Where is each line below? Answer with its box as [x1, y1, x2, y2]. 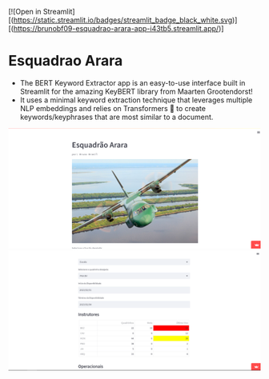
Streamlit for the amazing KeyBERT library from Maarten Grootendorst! [19, 86, 254, 96]
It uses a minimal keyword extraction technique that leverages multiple [19, 95, 253, 105]
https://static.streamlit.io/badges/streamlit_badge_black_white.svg [13, 15, 233, 25]
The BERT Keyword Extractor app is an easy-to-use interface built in [19, 78, 246, 87]
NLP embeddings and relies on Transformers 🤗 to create [19, 103, 207, 113]
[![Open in [8, 7, 42, 16]
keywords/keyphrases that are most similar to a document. [19, 112, 214, 122]
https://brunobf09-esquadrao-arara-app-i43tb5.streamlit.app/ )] [13, 24, 224, 33]
